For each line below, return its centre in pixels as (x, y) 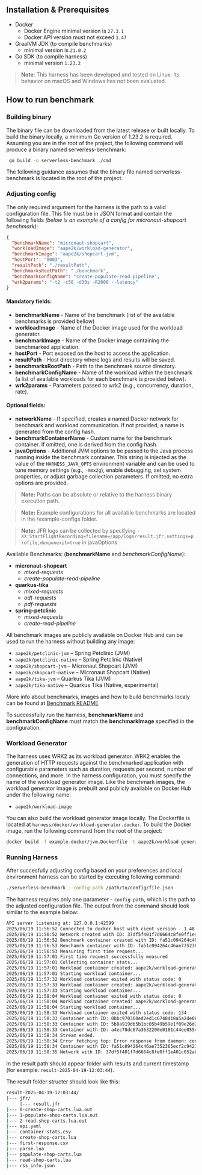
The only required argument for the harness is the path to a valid (86, 207)
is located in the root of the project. (79, 178)
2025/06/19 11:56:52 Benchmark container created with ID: (82, 940)
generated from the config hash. (55, 431)
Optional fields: (26, 406)
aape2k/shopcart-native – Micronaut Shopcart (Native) (83, 672)
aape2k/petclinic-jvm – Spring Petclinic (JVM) (72, 653)
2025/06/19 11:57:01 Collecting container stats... (72, 963)
